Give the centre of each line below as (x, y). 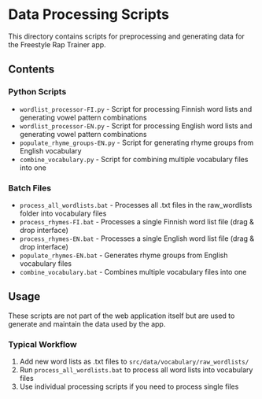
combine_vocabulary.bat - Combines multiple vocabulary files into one (133, 272)
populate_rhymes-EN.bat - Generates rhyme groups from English (124, 255)
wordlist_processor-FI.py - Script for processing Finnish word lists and (136, 109)
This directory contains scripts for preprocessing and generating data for (127, 36)
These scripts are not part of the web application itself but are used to (122, 316)
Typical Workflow (42, 344)
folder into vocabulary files (63, 213)
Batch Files (30, 188)
